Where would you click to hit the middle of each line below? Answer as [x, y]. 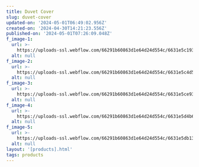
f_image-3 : [20, 83]
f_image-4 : [20, 105]
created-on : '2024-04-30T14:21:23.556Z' [57, 28]
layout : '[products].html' [39, 149]
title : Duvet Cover [30, 12]
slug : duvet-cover [29, 17]
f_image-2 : [20, 61]
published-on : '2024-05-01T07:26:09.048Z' [59, 34]
